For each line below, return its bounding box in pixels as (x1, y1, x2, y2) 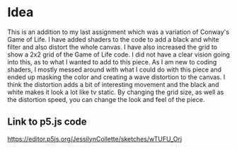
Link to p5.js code (7, 116, 87, 128)
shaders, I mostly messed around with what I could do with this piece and (7, 65, 221, 74)
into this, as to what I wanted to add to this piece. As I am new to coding (7, 57, 217, 66)
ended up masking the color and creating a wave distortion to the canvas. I (7, 72, 226, 81)
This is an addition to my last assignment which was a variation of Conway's (7, 28, 230, 36)
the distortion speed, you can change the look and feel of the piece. (7, 95, 205, 103)
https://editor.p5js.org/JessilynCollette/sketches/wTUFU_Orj (7, 134, 183, 143)
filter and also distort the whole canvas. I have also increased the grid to (7, 42, 218, 51)
